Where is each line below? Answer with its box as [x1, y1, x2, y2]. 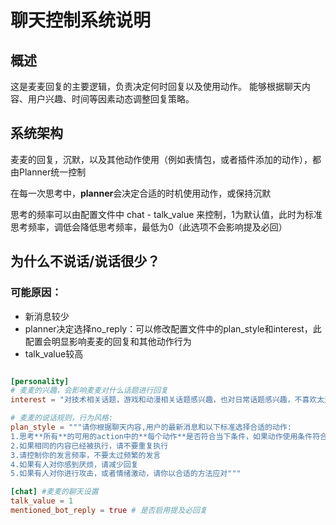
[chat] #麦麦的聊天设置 [10, 487, 99, 497]
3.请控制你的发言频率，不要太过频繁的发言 [10, 450, 162, 460]
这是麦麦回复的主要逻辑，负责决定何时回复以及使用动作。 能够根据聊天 [10, 81, 302, 92]
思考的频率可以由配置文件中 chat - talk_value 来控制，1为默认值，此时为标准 [10, 208, 323, 220]
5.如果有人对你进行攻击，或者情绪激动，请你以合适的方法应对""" [10, 469, 242, 479]
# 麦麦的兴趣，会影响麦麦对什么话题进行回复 [10, 386, 169, 396]
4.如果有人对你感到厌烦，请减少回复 [10, 459, 139, 470]
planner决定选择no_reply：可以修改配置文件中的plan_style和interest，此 [24, 322, 322, 335]
